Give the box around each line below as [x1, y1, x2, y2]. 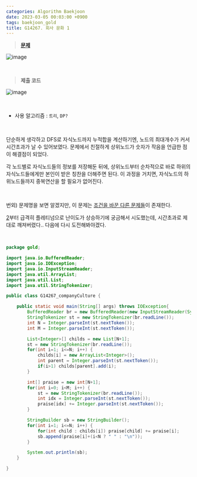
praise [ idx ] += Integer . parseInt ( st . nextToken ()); [37, 401, 164, 407]
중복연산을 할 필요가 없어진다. [36, 178, 104, 185]
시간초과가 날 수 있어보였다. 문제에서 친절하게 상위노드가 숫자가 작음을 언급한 [6, 143, 182, 150]
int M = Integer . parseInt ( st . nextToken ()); [27, 325, 135, 331]
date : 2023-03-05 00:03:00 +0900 [6, 14, 88, 20]
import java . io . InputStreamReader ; [6, 266, 93, 272]
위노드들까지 [6, 178, 35, 185]
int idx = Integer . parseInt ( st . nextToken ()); [37, 395, 151, 402]
